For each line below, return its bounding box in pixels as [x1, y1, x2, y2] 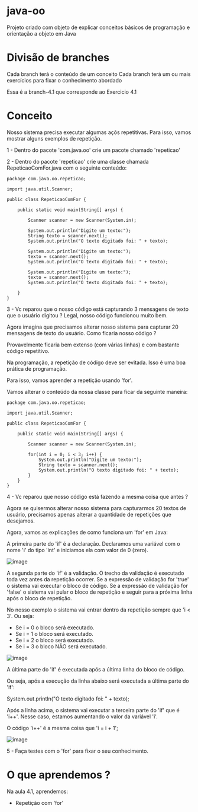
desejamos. [7, 517, 35, 524]
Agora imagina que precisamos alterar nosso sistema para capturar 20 [7, 323, 179, 330]
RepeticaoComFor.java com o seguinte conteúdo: [7, 164, 127, 171]
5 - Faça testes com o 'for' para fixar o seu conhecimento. [7, 747, 149, 754]
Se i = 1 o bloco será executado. [15, 630, 93, 637]
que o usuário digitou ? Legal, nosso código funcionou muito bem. [7, 311, 168, 319]
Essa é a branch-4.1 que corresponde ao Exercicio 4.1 [7, 88, 137, 95]
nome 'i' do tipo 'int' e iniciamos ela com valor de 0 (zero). [7, 546, 148, 553]
